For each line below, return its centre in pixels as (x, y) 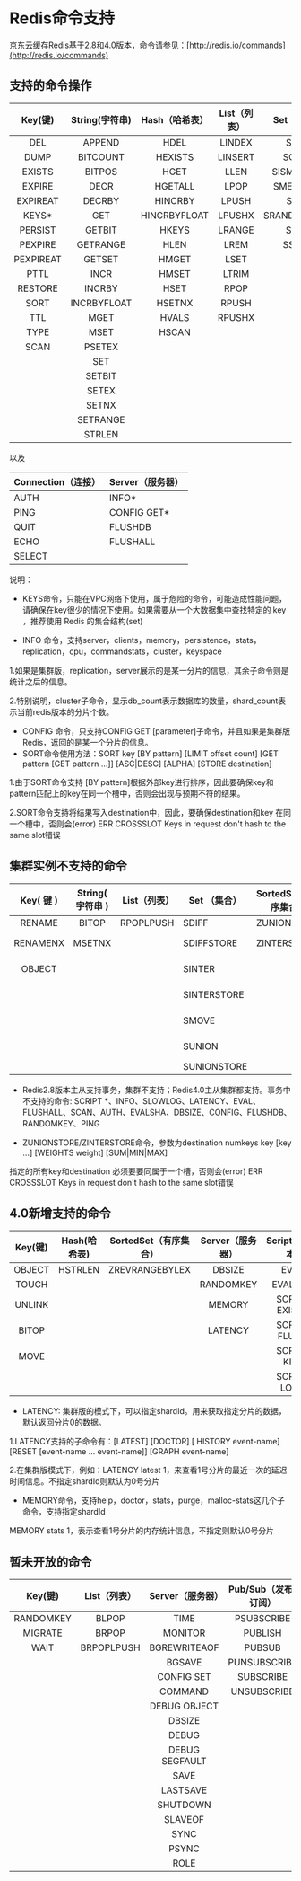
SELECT (31, 556)
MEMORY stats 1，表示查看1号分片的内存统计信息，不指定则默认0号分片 (142, 1531)
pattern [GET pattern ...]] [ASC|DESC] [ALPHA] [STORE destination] (147, 764)
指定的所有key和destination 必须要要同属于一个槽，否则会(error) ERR (136, 1171)
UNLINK (32, 1305)
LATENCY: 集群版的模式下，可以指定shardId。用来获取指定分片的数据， (154, 1411)
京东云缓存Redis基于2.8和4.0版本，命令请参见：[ (99, 45)
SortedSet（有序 (145, 1241)
